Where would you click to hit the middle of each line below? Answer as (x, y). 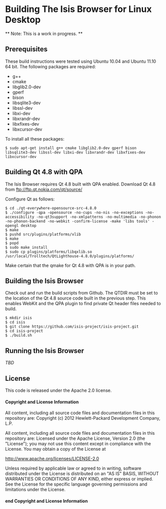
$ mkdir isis (19, 318)
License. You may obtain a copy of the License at (55, 449)
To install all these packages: (35, 139)
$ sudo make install (27, 247)
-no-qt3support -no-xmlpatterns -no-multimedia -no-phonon (99, 217)
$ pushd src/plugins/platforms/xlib (43, 234)
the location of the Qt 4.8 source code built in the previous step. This (76, 298)
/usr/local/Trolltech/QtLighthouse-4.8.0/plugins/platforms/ (70, 256)
